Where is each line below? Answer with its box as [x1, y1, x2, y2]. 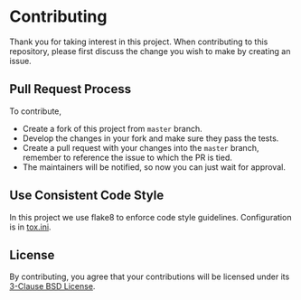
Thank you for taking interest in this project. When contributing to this [9, 36, 268, 47]
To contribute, [9, 106, 61, 117]
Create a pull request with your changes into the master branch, [22, 142, 259, 153]
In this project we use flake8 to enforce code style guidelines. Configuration [9, 211, 292, 222]
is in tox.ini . [9, 221, 52, 232]
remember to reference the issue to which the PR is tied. [22, 152, 233, 163]
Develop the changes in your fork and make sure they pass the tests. [22, 133, 279, 144]
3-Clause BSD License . [9, 281, 96, 292]
